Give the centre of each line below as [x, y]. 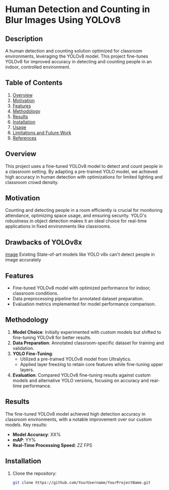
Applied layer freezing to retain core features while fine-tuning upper [92, 364]
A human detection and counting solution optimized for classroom [74, 51]
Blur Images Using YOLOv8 [63, 20]
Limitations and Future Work [42, 132]
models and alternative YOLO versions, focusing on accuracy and [80, 380]
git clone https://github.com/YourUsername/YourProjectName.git [81, 482]
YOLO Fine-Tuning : [33, 353]
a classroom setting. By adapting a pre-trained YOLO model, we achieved [81, 171]
